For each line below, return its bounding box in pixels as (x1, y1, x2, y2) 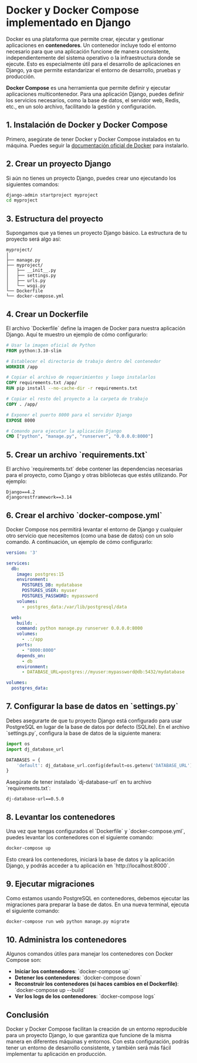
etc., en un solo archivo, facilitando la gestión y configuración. (6, 103, 157, 110)
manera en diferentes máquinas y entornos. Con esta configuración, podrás (6, 1038, 189, 1045)
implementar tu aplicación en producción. (6, 1051, 107, 1058)
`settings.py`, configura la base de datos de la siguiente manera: (6, 729, 161, 736)
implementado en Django (6, 16, 131, 29)
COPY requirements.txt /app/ (6, 380, 77, 386)
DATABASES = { (6, 757, 41, 763)
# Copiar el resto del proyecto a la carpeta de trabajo (6, 396, 148, 402)
